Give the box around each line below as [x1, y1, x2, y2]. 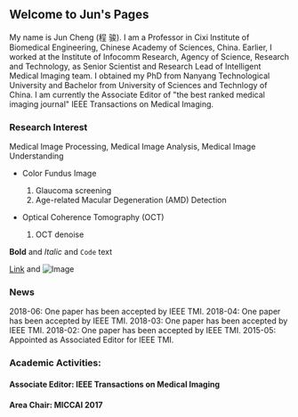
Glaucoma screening [35, 185, 112, 196]
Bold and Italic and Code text [9, 247, 113, 258]
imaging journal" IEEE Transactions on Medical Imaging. [9, 98, 214, 110]
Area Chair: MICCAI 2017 [9, 399, 103, 410]
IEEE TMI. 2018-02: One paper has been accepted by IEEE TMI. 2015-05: [9, 325, 277, 336]
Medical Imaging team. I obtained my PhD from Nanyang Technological [9, 70, 270, 81]
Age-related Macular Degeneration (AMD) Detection [35, 195, 227, 206]
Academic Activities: [9, 356, 101, 369]
